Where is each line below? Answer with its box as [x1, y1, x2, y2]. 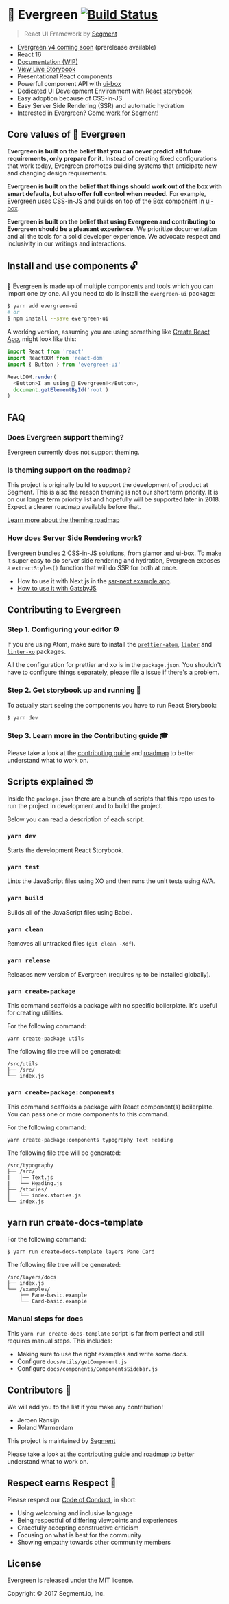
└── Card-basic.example [19, 1297, 88, 1305]
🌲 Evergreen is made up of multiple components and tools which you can [7, 282, 214, 290]
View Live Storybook [16, 65, 76, 73]
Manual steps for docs [7, 1314, 84, 1323]
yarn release [7, 956, 51, 964]
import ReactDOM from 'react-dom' [7, 355, 106, 362]
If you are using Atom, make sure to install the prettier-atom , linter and [7, 640, 213, 649]
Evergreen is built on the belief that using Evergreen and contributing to [7, 217, 216, 226]
